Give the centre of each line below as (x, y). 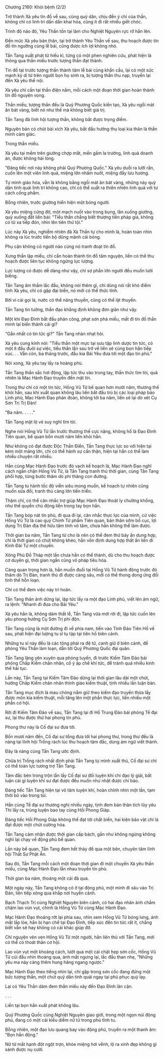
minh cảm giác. (21, 134)
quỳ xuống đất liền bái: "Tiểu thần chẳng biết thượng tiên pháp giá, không (79, 217)
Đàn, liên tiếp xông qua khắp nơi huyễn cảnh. (51, 893)
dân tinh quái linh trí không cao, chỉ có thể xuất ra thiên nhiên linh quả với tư (82, 188)
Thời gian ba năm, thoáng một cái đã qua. (47, 878)
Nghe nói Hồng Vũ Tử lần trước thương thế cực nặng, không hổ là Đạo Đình (81, 431)
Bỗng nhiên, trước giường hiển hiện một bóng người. (58, 202)
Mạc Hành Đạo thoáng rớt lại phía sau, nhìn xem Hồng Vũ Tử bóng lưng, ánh (82, 917)
